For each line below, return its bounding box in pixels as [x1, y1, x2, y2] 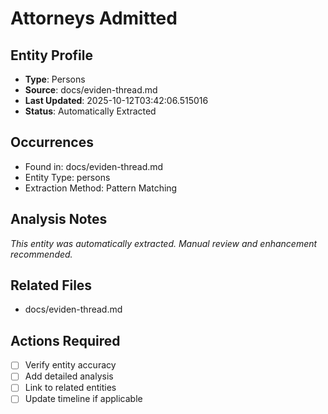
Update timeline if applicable [24, 393, 143, 405]
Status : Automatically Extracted [24, 105, 157, 117]
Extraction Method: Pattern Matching [24, 182, 178, 194]
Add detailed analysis [24, 370, 114, 382]
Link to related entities [24, 382, 117, 394]
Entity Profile [10, 47, 93, 64]
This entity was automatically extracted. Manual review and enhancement [10, 237, 318, 249]
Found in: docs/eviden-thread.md [24, 160, 164, 172]
